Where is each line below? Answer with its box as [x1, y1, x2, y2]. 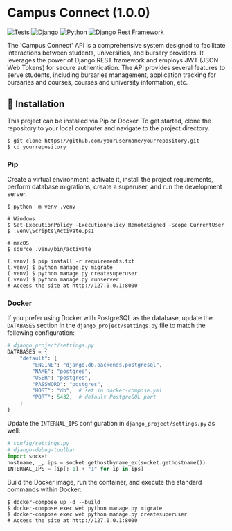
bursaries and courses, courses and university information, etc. [7, 78, 188, 86]
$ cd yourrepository [7, 143, 67, 150]
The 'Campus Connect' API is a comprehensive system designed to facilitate [7, 41, 226, 49]
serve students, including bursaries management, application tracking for [7, 71, 217, 79]
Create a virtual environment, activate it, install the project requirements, [7, 175, 213, 184]
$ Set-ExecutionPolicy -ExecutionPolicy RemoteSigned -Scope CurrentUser [7, 222, 225, 229]
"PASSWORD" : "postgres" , [32, 381, 104, 388]
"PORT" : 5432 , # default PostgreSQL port [32, 394, 157, 401]
